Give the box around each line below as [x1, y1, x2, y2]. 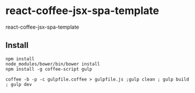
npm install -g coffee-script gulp [5, 66, 93, 72]
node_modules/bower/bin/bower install [5, 61, 100, 67]
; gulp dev [5, 81, 32, 87]
